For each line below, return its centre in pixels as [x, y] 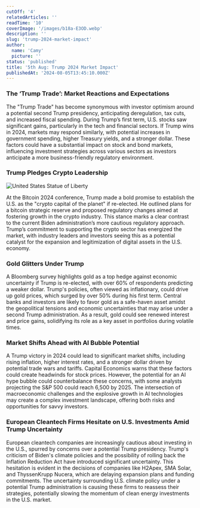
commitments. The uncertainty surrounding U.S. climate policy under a [93, 481]
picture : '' [27, 56]
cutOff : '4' [21, 12]
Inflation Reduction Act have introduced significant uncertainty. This [90, 461]
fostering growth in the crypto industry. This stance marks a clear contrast [98, 216]
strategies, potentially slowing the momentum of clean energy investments [98, 493]
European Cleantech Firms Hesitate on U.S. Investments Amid [98, 422]
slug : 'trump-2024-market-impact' [49, 39]
